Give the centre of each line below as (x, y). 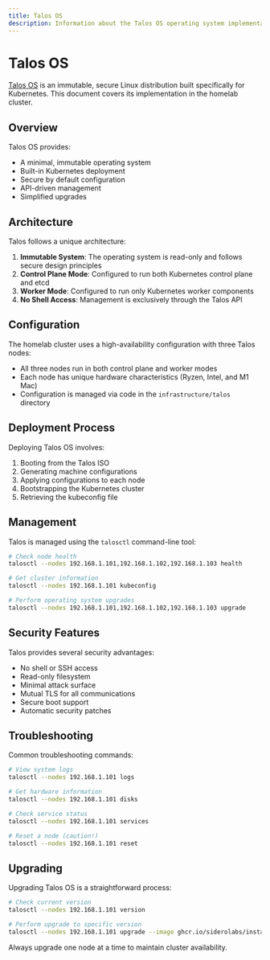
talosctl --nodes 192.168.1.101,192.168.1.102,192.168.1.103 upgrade (127, 608)
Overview (33, 127)
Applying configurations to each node (82, 480)
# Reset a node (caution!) (53, 836)
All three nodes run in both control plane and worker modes (119, 368)
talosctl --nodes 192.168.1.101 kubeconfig (82, 586)
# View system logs (41, 770)
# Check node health (43, 556)
